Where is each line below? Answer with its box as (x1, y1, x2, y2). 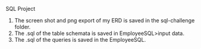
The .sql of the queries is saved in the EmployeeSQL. (14, 36, 146, 43)
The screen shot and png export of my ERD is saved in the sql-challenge (14, 17, 195, 24)
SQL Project (5, 5, 36, 12)
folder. (14, 24, 31, 30)
